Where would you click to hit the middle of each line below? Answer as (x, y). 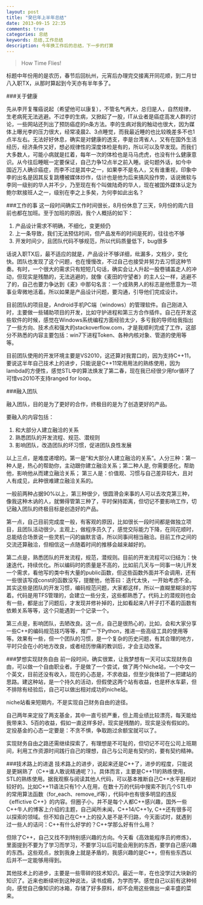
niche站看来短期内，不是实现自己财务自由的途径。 (69, 702)
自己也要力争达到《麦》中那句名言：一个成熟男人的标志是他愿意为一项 (109, 284)
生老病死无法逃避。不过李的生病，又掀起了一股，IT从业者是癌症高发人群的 (99, 117)
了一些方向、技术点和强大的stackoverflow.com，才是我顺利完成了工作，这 (99, 327)
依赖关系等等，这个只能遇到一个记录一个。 (59, 610)
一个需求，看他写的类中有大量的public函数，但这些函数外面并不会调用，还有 (101, 572)
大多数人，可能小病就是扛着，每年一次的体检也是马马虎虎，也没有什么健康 (99, 154)
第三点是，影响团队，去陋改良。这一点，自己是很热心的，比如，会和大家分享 (101, 623)
